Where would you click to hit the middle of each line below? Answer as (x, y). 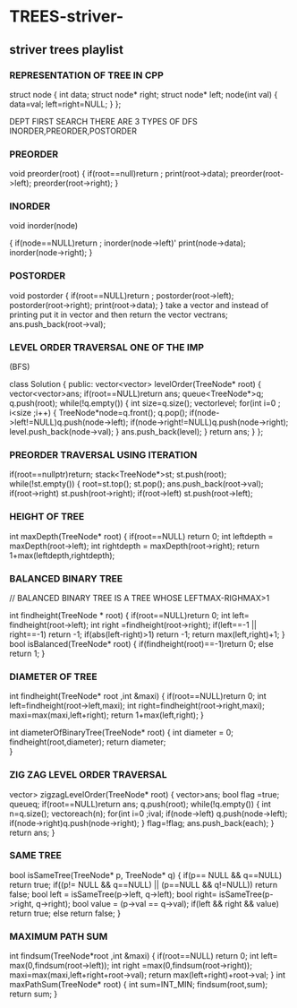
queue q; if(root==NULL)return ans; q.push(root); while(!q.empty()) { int (140, 804)
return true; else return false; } (65, 913)
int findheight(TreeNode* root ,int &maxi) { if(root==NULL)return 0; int (138, 696)
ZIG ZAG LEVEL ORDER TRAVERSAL (88, 775)
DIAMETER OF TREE (53, 676)
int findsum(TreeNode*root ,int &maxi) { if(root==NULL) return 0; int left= (144, 956)
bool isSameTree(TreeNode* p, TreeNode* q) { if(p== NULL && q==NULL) (146, 874)
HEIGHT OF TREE (47, 517)
